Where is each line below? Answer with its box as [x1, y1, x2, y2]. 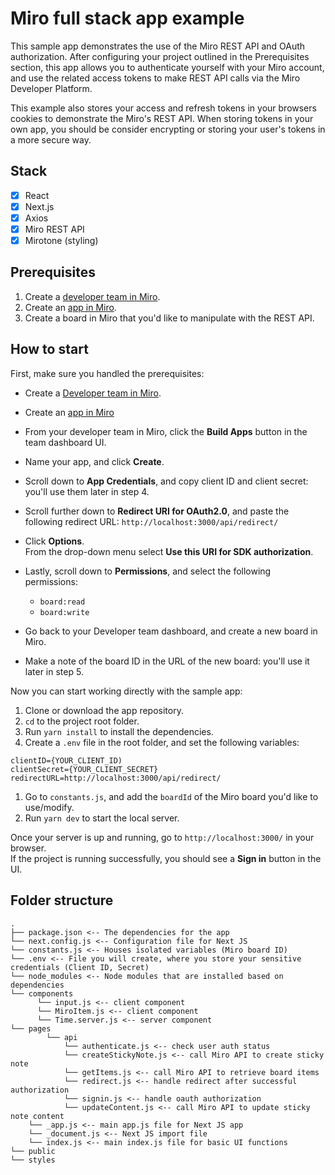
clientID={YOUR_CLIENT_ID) [10, 755, 123, 766]
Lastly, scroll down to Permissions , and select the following [24, 565, 272, 577]
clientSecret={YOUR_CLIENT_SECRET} [10, 764, 159, 774]
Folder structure [10, 892, 114, 909]
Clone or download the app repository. [24, 704, 184, 716]
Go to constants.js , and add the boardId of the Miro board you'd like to [24, 790, 319, 802]
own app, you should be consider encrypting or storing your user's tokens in [10, 123, 326, 135]
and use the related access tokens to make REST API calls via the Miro [10, 72, 301, 84]
